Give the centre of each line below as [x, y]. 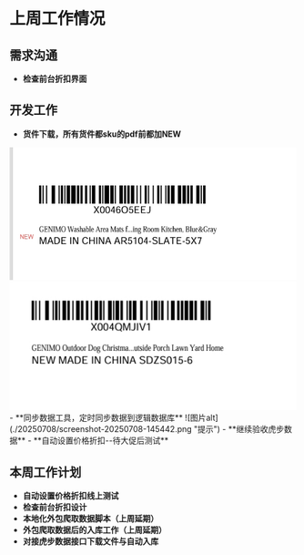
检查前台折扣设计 [55, 508]
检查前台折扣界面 [55, 79]
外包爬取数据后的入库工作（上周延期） [94, 530]
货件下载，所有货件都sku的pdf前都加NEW [102, 134]
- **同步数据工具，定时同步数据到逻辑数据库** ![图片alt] [114, 418]
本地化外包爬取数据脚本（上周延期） [91, 519]
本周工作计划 [46, 472]
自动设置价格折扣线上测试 [71, 496]
